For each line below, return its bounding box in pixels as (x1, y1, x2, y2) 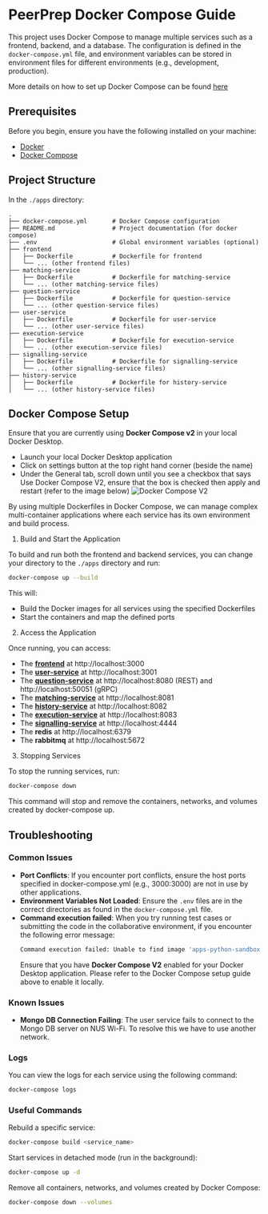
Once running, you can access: (8, 643, 111, 653)
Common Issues (8, 852, 74, 863)
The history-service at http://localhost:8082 (19, 701, 168, 711)
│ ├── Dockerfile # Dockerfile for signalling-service (8, 357, 238, 365)
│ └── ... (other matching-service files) (8, 280, 159, 288)
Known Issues (8, 997, 65, 1008)
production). (8, 66, 50, 75)
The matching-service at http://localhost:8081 (19, 693, 174, 702)
